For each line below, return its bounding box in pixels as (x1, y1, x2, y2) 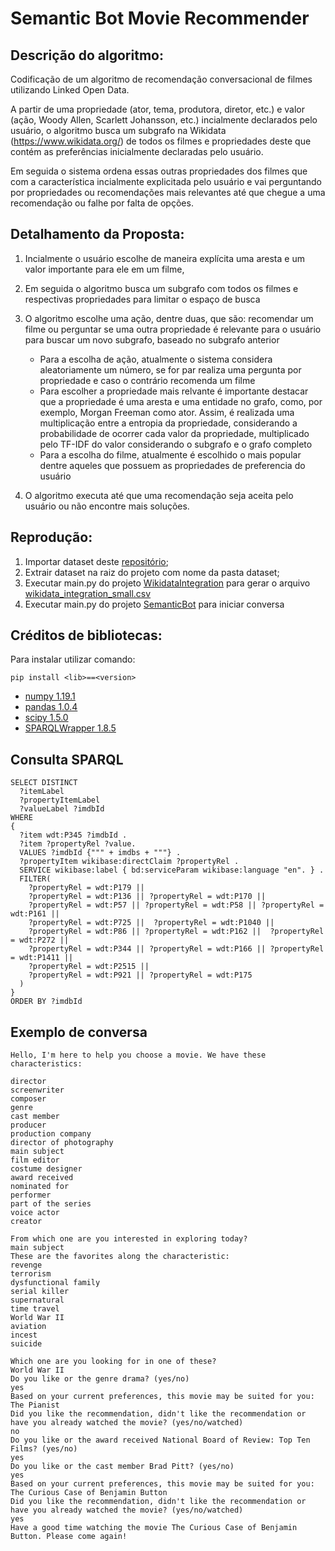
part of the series (10, 1199, 92, 1209)
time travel (10, 1304, 60, 1314)
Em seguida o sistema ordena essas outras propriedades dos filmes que (10, 165, 308, 177)
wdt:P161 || (10, 909, 60, 919)
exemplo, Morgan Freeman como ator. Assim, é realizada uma (39, 406, 295, 418)
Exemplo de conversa (10, 1023, 148, 1041)
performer (10, 1190, 52, 1201)
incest (10, 1330, 38, 1341)
